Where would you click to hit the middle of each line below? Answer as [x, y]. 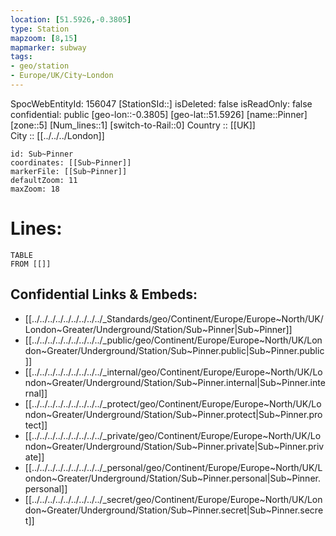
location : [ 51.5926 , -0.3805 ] [71, 19]
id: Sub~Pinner [42, 154]
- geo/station [40, 66]
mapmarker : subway [48, 47]
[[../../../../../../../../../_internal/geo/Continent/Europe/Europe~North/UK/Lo [173, 372]
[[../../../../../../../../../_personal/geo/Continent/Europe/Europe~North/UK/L [173, 467]
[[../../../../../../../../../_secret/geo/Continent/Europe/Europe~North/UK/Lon [173, 499]
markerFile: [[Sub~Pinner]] [69, 171]
